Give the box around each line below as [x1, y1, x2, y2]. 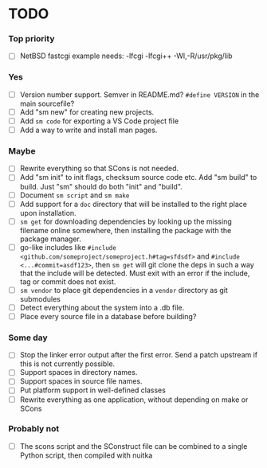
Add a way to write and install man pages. [19, 125, 158, 135]
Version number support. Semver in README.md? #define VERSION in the [19, 89, 260, 99]
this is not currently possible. [19, 359, 116, 369]
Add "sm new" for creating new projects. [19, 107, 155, 116]
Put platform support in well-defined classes [19, 385, 166, 395]
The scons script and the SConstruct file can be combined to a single [19, 441, 248, 450]
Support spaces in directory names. [19, 368, 138, 377]
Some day [8, 332, 48, 343]
